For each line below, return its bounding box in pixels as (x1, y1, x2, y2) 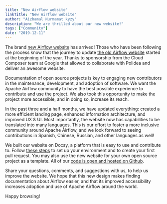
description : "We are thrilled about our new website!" (5, 21, 124, 26)
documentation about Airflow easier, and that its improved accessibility (5, 178, 151, 184)
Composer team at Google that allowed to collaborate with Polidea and (5, 60, 151, 66)
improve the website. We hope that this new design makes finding (5, 173, 141, 179)
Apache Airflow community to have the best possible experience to (5, 86, 144, 91)
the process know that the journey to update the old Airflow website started (5, 49, 161, 55)
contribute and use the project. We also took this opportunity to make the (5, 91, 156, 97)
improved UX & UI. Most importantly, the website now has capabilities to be (5, 117, 160, 122)
